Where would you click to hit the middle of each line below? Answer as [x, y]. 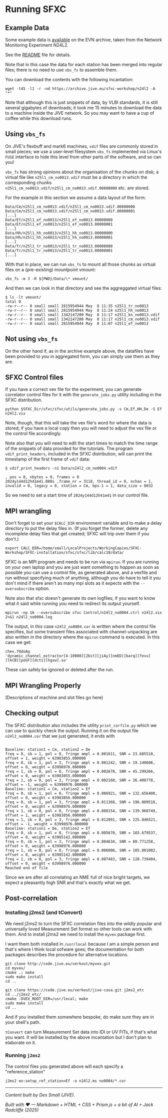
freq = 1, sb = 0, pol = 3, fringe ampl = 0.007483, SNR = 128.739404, [81, 859]
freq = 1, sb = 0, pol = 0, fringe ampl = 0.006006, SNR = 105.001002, [81, 850]
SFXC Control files [34, 378]
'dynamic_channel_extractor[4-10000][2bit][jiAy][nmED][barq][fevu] [78, 656]
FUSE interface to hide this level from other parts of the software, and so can [83, 157]
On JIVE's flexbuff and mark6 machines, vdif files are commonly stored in [82, 146]
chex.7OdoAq [17, 652]
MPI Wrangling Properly [43, 685]
